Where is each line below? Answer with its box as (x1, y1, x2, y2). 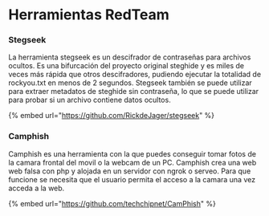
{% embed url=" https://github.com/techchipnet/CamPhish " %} (8, 198, 217, 208)
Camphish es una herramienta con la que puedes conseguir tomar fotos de (8, 149, 257, 158)
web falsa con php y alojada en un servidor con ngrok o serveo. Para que (8, 166, 251, 176)
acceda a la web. (8, 183, 65, 193)
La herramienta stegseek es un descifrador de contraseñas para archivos (8, 52, 251, 62)
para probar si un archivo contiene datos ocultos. (8, 95, 171, 105)
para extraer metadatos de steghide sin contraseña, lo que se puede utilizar (8, 87, 259, 96)
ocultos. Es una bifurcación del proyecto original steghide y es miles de (8, 61, 245, 71)
